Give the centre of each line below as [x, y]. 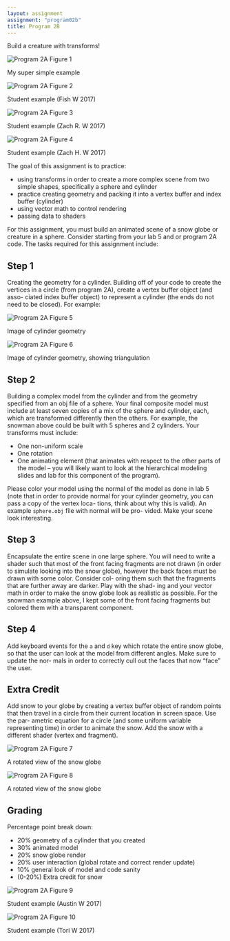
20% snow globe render [51, 855]
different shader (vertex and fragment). [63, 736]
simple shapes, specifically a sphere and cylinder [87, 187]
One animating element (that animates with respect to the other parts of [119, 461]
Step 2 [21, 380]
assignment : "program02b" [44, 20]
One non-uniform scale [50, 446]
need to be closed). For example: [54, 305]
